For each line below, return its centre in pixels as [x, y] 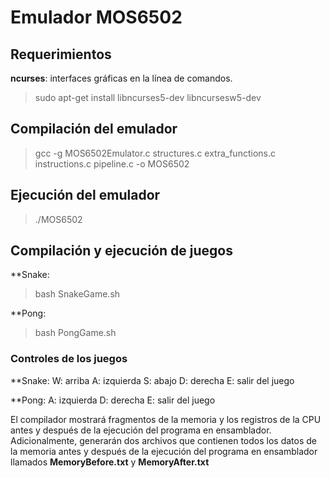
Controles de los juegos [69, 359]
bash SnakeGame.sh [77, 294]
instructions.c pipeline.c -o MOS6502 [112, 163]
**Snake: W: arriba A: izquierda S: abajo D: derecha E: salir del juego [152, 380]
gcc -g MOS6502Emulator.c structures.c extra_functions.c [155, 153]
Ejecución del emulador [85, 195]
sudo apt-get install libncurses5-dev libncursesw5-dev [148, 97]
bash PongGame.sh [75, 333]
